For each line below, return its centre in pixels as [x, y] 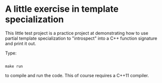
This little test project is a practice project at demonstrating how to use [77, 33]
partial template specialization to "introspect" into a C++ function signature [81, 38]
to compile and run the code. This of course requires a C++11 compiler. [77, 75]
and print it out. [20, 43]
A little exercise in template [62, 9]
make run [14, 66]
